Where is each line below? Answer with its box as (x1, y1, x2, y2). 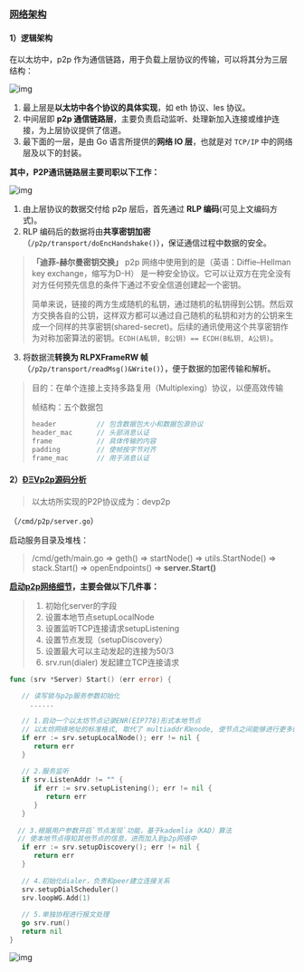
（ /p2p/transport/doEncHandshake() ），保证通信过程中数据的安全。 (22, 237, 271, 248)
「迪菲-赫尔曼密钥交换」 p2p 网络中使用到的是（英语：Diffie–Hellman (31, 256, 291, 268)
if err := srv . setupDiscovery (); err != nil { (21, 842, 201, 852)
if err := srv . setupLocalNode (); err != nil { (21, 733, 201, 742)
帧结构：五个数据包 (31, 401, 104, 413)
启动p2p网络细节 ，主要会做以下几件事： (9, 581, 160, 592)
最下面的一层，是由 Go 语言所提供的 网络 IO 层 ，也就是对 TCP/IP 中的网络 (22, 136, 293, 147)
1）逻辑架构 (9, 32, 53, 43)
